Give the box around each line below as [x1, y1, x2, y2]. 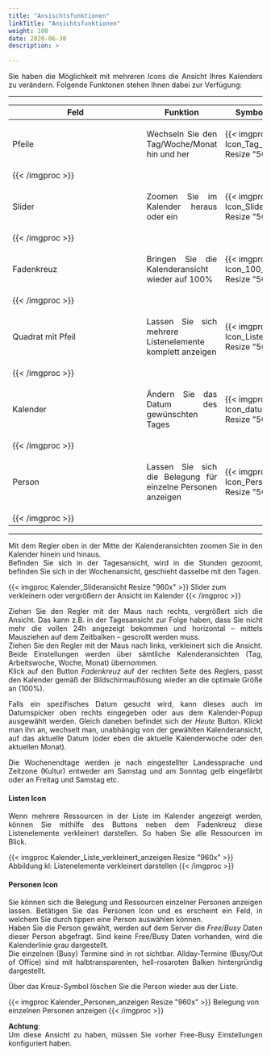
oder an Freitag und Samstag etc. [8, 775, 119, 784]
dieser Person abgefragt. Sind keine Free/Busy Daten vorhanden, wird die [8, 932, 263, 941]
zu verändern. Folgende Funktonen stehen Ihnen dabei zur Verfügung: [8, 80, 243, 90]
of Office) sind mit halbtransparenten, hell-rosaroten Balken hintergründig [8, 958, 263, 967]
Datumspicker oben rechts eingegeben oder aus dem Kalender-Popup [8, 707, 263, 717]
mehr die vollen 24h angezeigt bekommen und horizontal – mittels [8, 624, 263, 633]
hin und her [146, 148, 190, 160]
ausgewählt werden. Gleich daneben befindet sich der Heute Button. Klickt [8, 716, 263, 726]
